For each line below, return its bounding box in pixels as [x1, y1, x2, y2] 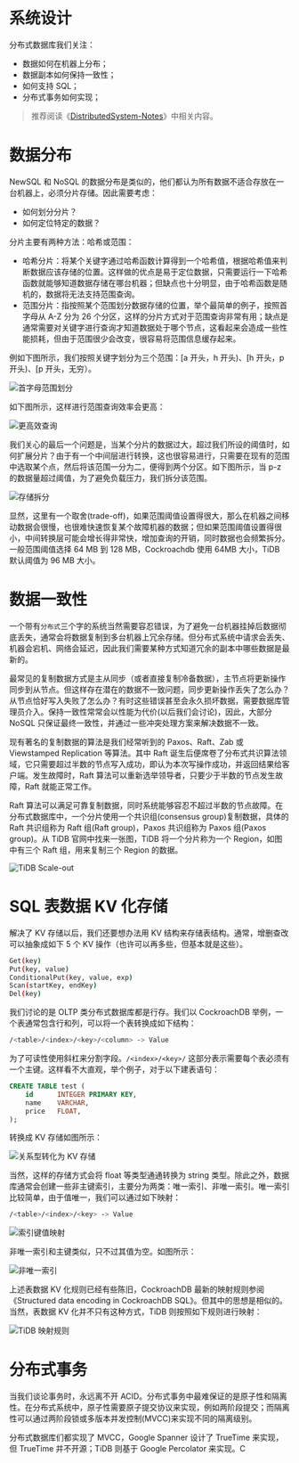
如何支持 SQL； [21, 80, 80, 91]
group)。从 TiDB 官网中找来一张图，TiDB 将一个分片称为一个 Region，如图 [9, 833, 283, 844]
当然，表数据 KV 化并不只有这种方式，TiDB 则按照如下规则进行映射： [9, 1306, 263, 1317]
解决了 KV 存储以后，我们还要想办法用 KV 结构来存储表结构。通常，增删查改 [9, 928, 289, 938]
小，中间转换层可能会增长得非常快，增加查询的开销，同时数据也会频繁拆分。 [9, 532, 290, 544]
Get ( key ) [9, 956, 42, 965]
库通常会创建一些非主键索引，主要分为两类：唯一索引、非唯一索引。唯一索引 [9, 1181, 290, 1192]
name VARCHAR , [25, 1098, 90, 1107]
